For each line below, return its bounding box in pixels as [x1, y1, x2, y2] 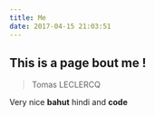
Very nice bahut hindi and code [9, 97, 129, 108]
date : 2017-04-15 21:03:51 [9, 22, 111, 31]
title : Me [9, 13, 47, 23]
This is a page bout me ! [9, 55, 147, 71]
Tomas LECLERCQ [31, 79, 102, 91]
